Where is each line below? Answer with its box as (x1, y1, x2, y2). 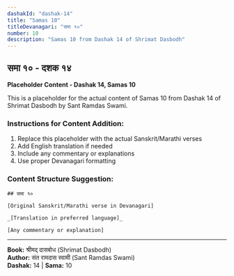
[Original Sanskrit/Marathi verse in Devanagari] (7, 202, 155, 209)
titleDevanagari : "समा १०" (7, 23, 84, 30)
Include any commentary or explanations (17, 149, 135, 158)
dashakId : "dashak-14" (7, 10, 73, 17)
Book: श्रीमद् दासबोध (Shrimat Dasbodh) (7, 245, 112, 254)
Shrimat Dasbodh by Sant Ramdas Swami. (7, 101, 128, 109)
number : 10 (7, 29, 39, 37)
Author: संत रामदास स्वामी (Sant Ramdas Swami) (7, 253, 135, 261)
